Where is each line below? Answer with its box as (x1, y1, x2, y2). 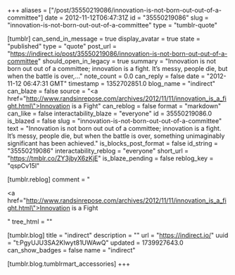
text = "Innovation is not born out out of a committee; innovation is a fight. (7, 124, 222, 132)
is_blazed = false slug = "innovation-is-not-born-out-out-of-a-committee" (7, 117, 222, 125)
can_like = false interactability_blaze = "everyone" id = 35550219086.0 (7, 109, 212, 117)
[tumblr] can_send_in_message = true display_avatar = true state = (7, 34, 201, 43)
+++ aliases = (7, 6, 48, 14)
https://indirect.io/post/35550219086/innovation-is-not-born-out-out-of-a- (10, 49, 228, 58)
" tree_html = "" (7, 217, 53, 226)
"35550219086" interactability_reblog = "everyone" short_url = (7, 147, 189, 155)
